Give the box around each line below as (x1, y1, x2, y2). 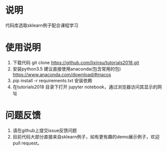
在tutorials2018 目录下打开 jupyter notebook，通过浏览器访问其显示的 (12, 84, 158, 90)
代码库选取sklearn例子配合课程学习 (5, 22, 78, 28)
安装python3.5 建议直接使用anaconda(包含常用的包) (12, 66, 121, 72)
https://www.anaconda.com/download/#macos (12, 71, 111, 77)
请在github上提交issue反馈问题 (12, 127, 77, 133)
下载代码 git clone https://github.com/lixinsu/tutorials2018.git (12, 59, 139, 66)
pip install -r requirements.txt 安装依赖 (12, 77, 93, 83)
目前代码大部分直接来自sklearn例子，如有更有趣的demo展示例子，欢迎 (12, 133, 160, 139)
